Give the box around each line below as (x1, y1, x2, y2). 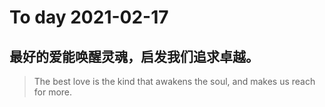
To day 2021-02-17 (9, 6, 169, 29)
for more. (33, 86, 73, 98)
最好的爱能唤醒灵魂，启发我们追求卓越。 (9, 48, 259, 65)
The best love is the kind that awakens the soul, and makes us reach (33, 76, 316, 87)
